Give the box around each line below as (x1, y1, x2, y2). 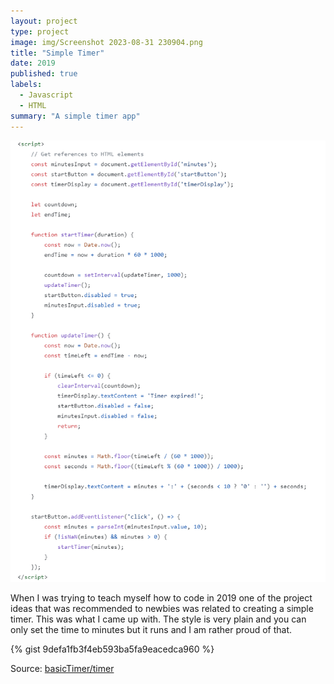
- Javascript (19, 90, 74, 100)
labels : (10, 80, 43, 90)
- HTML (19, 100, 47, 110)
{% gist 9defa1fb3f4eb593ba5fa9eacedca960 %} (10, 643, 215, 655)
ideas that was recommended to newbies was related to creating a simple (10, 602, 314, 614)
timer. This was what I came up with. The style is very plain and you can (10, 613, 307, 625)
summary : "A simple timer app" (10, 111, 141, 121)
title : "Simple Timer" (10, 48, 105, 58)
